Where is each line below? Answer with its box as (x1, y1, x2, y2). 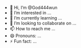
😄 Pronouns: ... (9, 33, 42, 39)
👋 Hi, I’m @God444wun (9, 5, 58, 10)
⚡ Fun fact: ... (9, 38, 37, 44)
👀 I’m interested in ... (9, 10, 52, 16)
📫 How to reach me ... (9, 26, 55, 31)
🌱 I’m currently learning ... (9, 15, 62, 21)
